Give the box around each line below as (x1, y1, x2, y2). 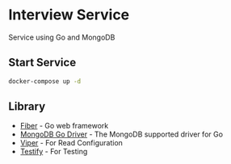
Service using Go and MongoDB (8, 32, 115, 42)
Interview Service (8, 6, 130, 24)
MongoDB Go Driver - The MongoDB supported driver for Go (19, 129, 224, 139)
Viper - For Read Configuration (19, 138, 124, 148)
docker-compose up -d (8, 77, 82, 86)
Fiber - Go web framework (19, 121, 109, 131)
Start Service (8, 56, 77, 69)
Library (8, 99, 46, 114)
